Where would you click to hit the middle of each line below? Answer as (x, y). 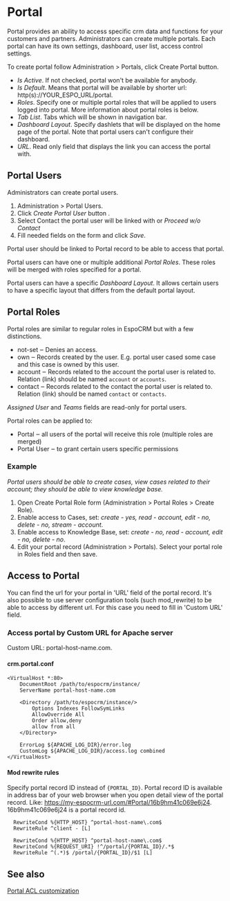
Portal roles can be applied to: (50, 421)
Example (22, 466)
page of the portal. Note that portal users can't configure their (105, 132)
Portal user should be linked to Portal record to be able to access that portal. (116, 248)
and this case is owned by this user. (68, 364)
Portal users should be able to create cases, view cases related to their (109, 482)
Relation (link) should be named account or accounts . (92, 379)
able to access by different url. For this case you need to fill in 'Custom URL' (115, 607)
